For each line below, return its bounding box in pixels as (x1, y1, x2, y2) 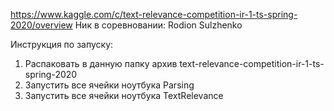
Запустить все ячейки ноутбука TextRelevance (24, 90, 224, 101)
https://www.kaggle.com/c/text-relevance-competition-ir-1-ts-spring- (10, 9, 298, 20)
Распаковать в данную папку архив (24, 58, 178, 69)
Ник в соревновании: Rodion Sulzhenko (74, 19, 243, 31)
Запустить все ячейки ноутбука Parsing (24, 79, 195, 91)
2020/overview (10, 19, 73, 31)
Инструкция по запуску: (10, 39, 114, 50)
